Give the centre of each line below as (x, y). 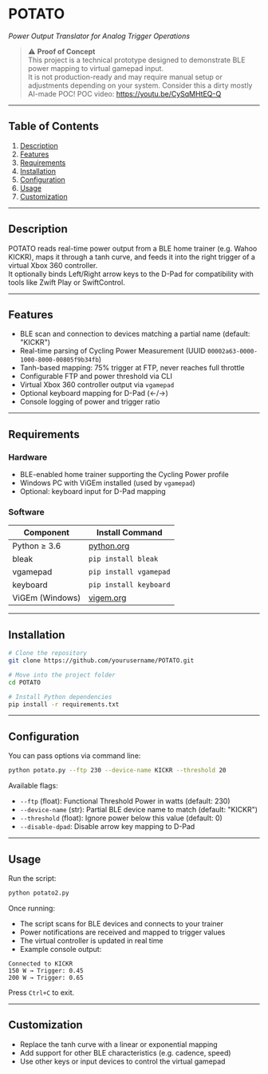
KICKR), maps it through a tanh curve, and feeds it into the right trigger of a (132, 257)
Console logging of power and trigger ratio (90, 402)
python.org (109, 546)
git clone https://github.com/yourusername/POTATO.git (101, 661)
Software (27, 511)
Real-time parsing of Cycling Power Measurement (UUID (112, 351)
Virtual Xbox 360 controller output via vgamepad (97, 385)
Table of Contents (54, 126)
